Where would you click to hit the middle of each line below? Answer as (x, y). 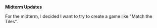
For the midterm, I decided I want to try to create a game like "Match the (79, 16)
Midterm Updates (24, 7)
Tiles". (12, 21)
